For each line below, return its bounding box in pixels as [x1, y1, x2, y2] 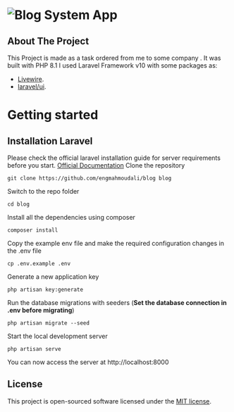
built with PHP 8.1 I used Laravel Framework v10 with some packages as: [7, 61, 218, 70]
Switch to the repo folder [7, 187, 80, 195]
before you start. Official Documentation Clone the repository [7, 161, 185, 169]
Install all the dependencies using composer [7, 213, 136, 221]
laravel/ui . [17, 82, 47, 91]
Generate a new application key [7, 273, 99, 281]
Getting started [7, 107, 99, 123]
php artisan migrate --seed [7, 320, 90, 327]
